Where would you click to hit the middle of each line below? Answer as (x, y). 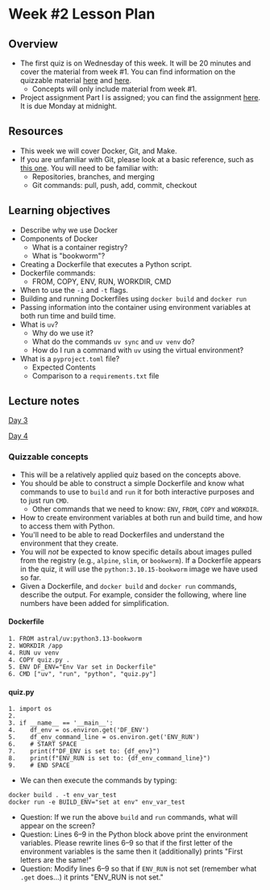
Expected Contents (64, 367)
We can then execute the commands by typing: (98, 780)
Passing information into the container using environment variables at (135, 307)
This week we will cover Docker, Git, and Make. (98, 151)
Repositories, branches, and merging (93, 176)
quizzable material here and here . (76, 80)
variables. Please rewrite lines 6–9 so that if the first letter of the (126, 843)
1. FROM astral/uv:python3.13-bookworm (75, 638)
